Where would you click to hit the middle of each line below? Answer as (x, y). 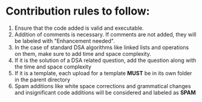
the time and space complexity (53, 66)
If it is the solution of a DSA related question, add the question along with (105, 60)
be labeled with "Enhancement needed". (65, 41)
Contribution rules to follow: (78, 11)
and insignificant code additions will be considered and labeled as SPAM (105, 92)
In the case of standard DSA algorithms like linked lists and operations (102, 47)
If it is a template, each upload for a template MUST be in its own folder (103, 73)
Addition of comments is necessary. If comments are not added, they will (105, 34)
